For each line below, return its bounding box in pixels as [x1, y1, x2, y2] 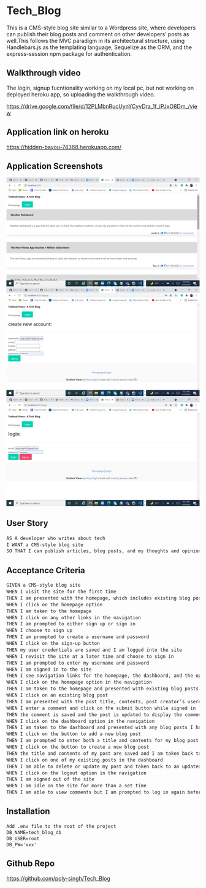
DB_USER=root [6, 835, 40, 841]
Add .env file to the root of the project [6, 823, 116, 829]
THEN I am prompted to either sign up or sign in [6, 621, 136, 627]
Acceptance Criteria [6, 565, 85, 576]
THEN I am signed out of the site [6, 776, 95, 782]
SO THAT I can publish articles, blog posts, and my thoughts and [6, 548, 180, 554]
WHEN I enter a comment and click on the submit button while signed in [6, 705, 196, 711]
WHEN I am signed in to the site [6, 666, 92, 673]
